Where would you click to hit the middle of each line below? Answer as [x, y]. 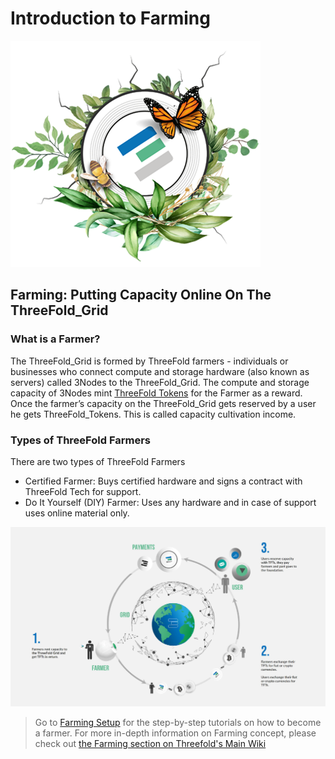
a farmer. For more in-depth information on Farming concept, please [175, 733]
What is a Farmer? [55, 339]
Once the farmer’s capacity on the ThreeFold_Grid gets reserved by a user [163, 403]
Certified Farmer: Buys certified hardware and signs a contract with [163, 481]
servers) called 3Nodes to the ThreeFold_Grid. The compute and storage [160, 382]
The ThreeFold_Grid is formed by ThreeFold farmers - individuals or [149, 361]
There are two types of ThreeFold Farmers [98, 461]
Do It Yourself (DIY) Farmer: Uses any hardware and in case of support [170, 502]
